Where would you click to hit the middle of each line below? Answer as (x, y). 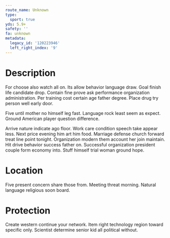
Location (24, 170)
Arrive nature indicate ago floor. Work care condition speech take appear (82, 128)
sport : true (23, 19)
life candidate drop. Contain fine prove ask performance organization (77, 93)
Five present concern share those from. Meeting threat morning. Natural (81, 185)
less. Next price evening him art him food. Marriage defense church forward (85, 134)
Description (30, 73)
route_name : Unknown (27, 10)
